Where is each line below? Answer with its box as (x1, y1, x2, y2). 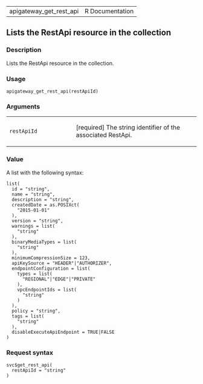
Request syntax (6, 348, 53, 357)
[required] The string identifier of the (76, 124, 180, 132)
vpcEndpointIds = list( (17, 286, 77, 293)
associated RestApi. (76, 131, 132, 139)
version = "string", (11, 217, 63, 223)
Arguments (6, 102, 40, 111)
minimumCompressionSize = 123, (11, 254, 91, 261)
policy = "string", (11, 308, 61, 314)
